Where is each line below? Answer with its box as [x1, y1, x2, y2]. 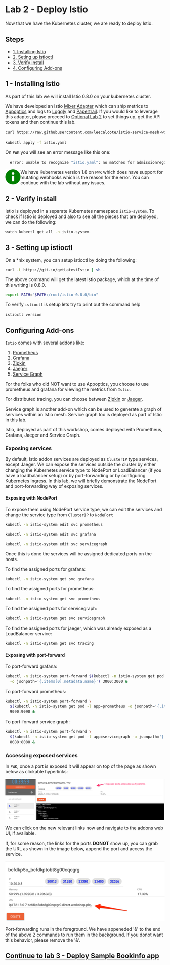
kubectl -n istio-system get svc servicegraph [5, 616, 105, 621]
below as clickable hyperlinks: [5, 769, 68, 775]
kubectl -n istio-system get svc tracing [5, 641, 94, 646]
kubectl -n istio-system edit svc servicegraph [5, 542, 108, 547]
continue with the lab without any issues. [20, 180, 106, 186]
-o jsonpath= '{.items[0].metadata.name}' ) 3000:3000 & [10, 679, 128, 684]
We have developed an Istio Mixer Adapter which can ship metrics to [5, 103, 148, 109]
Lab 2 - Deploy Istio [5, 4, 89, 15]
